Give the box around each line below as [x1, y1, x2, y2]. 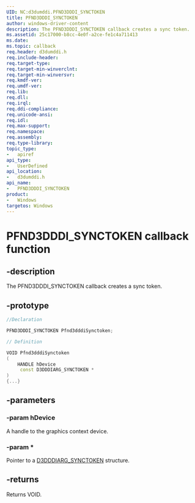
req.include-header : [6, 55, 59, 61]
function [6, 242, 51, 256]
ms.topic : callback [6, 43, 56, 50]
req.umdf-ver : [6, 83, 43, 89]
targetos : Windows [6, 203, 53, 209]
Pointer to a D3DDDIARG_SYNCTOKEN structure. [6, 457, 130, 464]
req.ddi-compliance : [6, 105, 59, 112]
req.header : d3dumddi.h [6, 49, 67, 55]
